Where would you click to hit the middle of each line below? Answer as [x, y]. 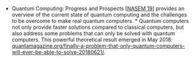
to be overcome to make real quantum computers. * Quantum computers [100, 21]
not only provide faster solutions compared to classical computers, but [98, 27]
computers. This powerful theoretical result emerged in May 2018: [92, 40]
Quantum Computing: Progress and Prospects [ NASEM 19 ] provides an [98, 9]
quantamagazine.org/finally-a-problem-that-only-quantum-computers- [98, 46]
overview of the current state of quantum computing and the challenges [99, 15]
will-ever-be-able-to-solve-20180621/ [58, 52]
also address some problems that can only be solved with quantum [93, 33]
